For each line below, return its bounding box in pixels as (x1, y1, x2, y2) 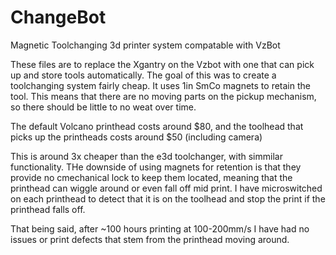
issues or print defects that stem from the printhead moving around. (10, 233, 290, 245)
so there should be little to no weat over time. (10, 101, 197, 113)
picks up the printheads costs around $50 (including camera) (10, 131, 263, 143)
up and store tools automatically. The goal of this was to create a (10, 69, 277, 81)
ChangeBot (10, 6, 107, 29)
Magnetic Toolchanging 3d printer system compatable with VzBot (10, 39, 281, 51)
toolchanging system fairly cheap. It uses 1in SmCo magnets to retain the (10, 79, 311, 91)
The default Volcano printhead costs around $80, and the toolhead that (10, 120, 304, 132)
